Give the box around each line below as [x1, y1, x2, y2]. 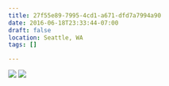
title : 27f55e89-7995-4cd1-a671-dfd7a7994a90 [8, 11, 161, 20]
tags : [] [8, 41, 37, 49]
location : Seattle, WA [8, 33, 83, 42]
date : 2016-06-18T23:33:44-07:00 [8, 19, 119, 27]
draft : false [8, 26, 52, 34]
